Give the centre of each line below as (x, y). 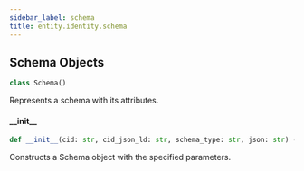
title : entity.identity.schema (68, 26)
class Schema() (38, 83)
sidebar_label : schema (52, 18)
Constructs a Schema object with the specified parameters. (120, 157)
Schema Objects (57, 63)
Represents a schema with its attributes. (84, 101)
